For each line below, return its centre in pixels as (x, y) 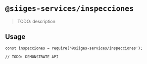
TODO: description (36, 21)
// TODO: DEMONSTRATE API (32, 57)
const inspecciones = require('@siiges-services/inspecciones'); (74, 48)
